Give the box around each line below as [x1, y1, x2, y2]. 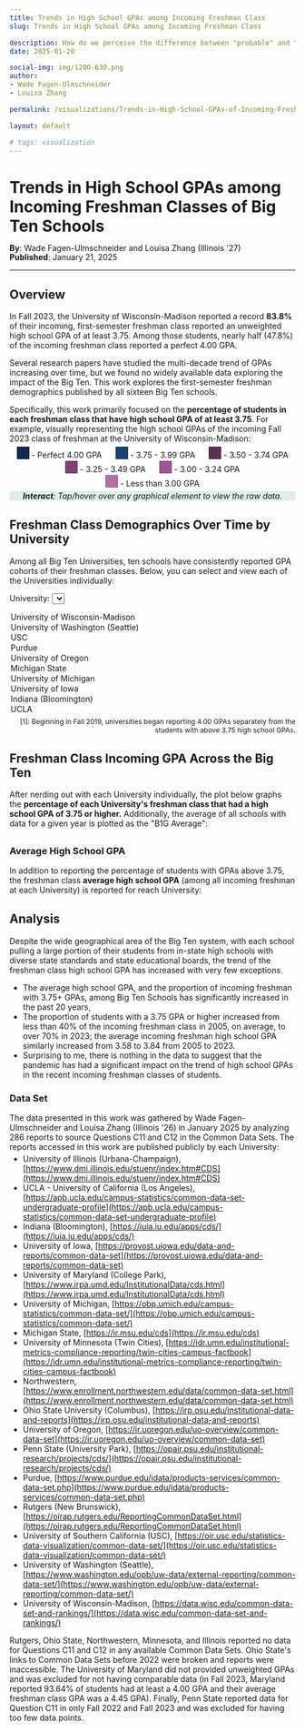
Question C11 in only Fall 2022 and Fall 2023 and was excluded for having [9, 1703, 285, 1714]
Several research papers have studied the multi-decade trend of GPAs [9, 357, 272, 368]
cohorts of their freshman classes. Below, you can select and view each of [9, 565, 288, 576]
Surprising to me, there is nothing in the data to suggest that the [22, 1050, 262, 1061]
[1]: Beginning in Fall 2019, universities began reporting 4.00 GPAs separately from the [19, 716, 296, 726]
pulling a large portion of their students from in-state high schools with [9, 945, 274, 956]
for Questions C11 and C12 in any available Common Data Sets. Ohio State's [9, 1645, 292, 1656]
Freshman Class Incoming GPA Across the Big [9, 750, 274, 766]
